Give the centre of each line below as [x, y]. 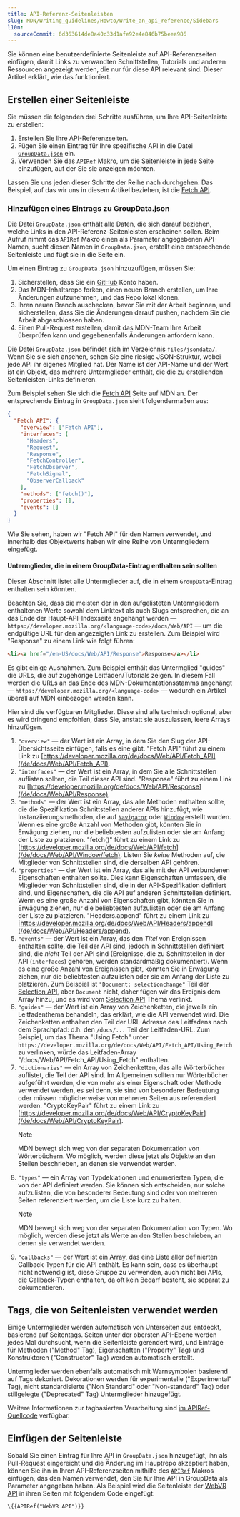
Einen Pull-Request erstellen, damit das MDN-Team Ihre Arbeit [109, 328]
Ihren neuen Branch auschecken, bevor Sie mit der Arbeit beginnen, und [124, 305]
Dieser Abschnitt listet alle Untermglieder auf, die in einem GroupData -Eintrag [120, 582]
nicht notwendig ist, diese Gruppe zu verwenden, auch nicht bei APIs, [120, 1273]
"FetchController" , [55, 461]
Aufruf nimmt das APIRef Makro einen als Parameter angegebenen [105, 239]
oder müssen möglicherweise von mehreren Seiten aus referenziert [117, 1098]
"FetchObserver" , [52, 468]
